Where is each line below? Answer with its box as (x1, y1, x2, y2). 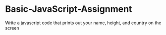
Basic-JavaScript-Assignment (5, 3, 132, 15)
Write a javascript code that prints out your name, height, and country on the (5, 20, 162, 26)
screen (5, 25, 20, 31)
